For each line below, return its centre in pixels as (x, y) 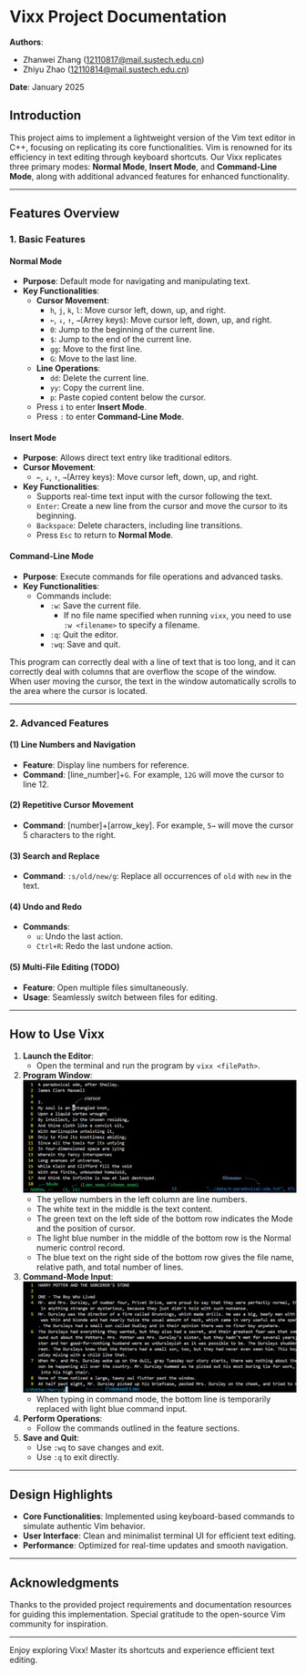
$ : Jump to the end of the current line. (121, 340)
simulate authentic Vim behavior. (84, 1526)
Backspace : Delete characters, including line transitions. (139, 526)
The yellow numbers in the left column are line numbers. (142, 1199)
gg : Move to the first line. (96, 349)
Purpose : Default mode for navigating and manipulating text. (136, 281)
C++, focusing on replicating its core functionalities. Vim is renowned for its (151, 147)
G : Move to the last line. (93, 359)
